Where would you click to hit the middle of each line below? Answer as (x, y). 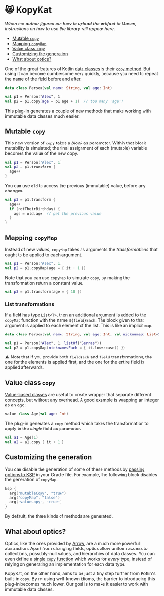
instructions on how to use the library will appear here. (60, 28)
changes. (14, 191)
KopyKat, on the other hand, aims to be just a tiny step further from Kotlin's (80, 573)
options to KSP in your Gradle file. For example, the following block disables (81, 474)
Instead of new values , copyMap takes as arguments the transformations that (81, 249)
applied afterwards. (25, 367)
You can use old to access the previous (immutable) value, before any (75, 185)
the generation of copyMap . (31, 479)
